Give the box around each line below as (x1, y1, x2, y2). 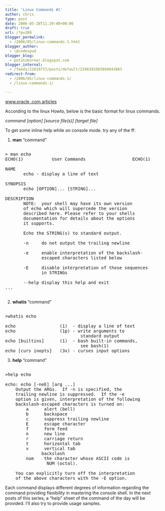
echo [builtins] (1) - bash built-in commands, (5, 338, 138, 344)
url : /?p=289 (5, 30, 32, 35)
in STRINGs (41, 270, 68, 275)
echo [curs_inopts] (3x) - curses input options (5, 348, 130, 354)
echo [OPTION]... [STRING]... (23, 186, 97, 192)
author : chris (5, 12, 34, 17)
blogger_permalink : (5, 35, 45, 40)
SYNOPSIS (5, 181, 26, 187)
